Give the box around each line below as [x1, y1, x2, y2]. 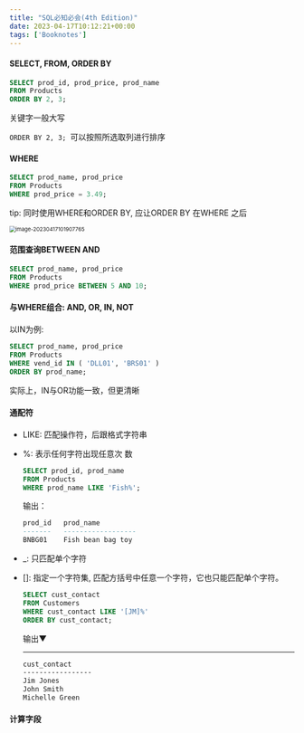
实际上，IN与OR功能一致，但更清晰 [9, 385, 140, 395]
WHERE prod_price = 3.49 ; [9, 190, 107, 199]
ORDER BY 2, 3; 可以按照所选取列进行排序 [9, 132, 166, 143]
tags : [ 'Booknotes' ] [9, 30, 88, 39]
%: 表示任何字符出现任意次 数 [22, 448, 133, 459]
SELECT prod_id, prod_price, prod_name [9, 78, 160, 87]
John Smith [22, 685, 64, 694]
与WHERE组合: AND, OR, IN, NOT [9, 302, 134, 313]
